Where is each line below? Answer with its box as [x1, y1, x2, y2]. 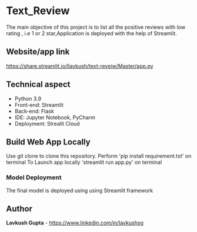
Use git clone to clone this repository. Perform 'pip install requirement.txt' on [6, 153, 192, 160]
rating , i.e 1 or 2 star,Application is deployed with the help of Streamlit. [6, 29, 178, 36]
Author [6, 204, 32, 214]
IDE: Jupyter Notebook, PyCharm [14, 113, 95, 121]
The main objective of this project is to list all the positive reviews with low [6, 23, 186, 31]
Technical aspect [6, 79, 71, 89]
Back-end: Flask [14, 107, 54, 115]
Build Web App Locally [6, 137, 91, 147]
